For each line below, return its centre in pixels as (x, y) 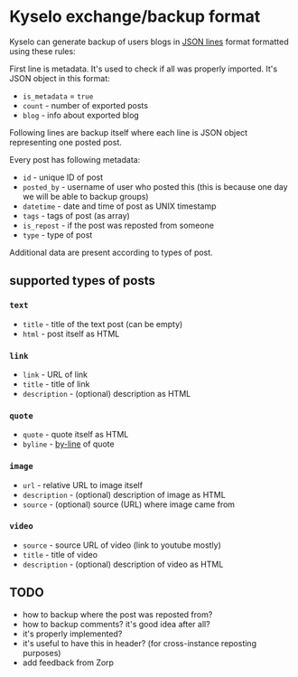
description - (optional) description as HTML (107, 393)
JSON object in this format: (60, 78)
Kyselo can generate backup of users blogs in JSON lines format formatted (149, 42)
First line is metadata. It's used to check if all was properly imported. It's (144, 69)
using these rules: (42, 51)
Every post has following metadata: (75, 159)
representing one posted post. (65, 142)
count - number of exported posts (85, 105)
